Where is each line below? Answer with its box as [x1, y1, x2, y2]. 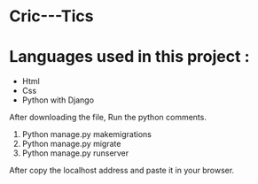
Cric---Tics [9, 6, 94, 27]
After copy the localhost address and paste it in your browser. [9, 165, 235, 176]
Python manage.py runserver [21, 148, 129, 158]
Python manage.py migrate [21, 139, 121, 149]
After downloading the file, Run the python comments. [9, 112, 207, 123]
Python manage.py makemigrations [21, 129, 152, 140]
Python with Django [21, 95, 95, 105]
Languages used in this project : [9, 47, 250, 67]
